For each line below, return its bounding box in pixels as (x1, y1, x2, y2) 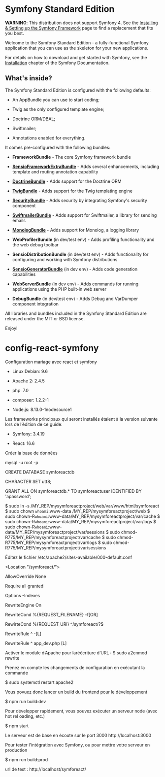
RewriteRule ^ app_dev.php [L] (5, 640, 67, 646)
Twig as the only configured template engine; (12, 106, 104, 112)
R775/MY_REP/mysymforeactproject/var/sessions (5, 544, 106, 550)
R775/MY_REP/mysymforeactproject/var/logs (5, 540, 97, 545)
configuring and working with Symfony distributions (12, 256, 118, 262)
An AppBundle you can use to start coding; (12, 97, 100, 102)
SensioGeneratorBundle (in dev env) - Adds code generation (12, 266, 138, 272)
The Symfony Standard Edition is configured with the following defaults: (5, 87, 151, 93)
